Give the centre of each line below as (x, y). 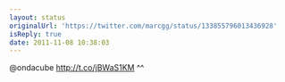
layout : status (38, 17)
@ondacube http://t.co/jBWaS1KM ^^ (77, 68)
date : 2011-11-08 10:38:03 (59, 42)
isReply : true (36, 34)
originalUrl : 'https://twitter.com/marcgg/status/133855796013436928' (143, 26)
